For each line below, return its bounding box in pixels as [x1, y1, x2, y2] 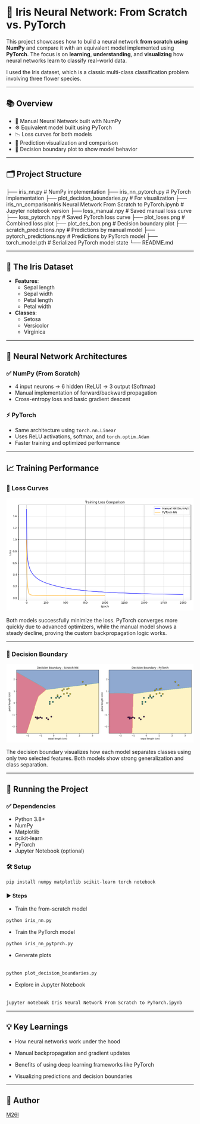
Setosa [23, 316, 41, 323]
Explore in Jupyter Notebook [14, 981, 85, 988]
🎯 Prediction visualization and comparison [14, 139, 118, 146]
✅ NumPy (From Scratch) [6, 369, 80, 377]
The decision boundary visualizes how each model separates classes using [6, 749, 192, 756]
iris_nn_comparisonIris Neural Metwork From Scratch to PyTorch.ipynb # [6, 200, 185, 208]
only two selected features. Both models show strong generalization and [6, 755, 184, 762]
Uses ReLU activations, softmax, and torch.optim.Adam [14, 433, 149, 440]
